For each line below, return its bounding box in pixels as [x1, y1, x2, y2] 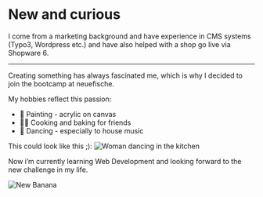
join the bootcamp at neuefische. [8, 78, 115, 88]
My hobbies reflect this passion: [8, 94, 112, 104]
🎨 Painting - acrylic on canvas [19, 109, 117, 119]
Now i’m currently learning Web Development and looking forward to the [8, 156, 242, 166]
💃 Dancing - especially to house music [19, 126, 144, 135]
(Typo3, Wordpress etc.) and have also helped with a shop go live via [8, 39, 231, 49]
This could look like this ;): [8, 141, 92, 151]
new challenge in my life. [8, 165, 88, 174]
